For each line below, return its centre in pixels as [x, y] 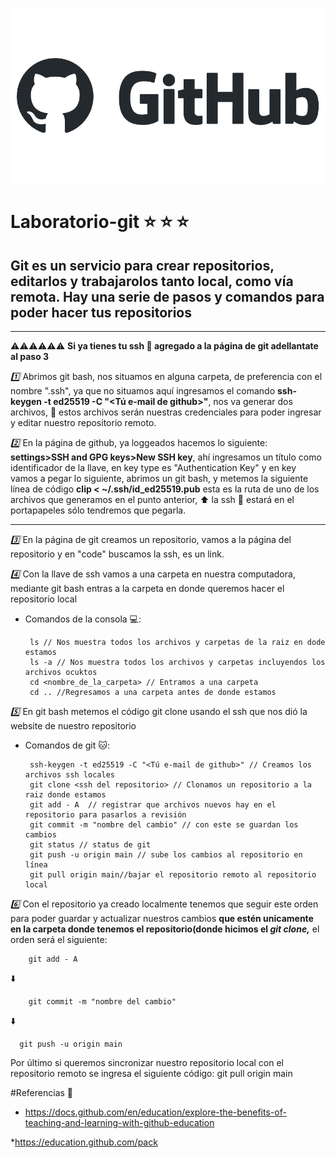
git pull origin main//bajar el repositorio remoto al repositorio [173, 875]
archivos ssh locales [69, 775]
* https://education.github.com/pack [84, 1142]
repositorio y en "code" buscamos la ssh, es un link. [117, 554]
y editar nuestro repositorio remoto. [83, 422]
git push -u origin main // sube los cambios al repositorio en [166, 855]
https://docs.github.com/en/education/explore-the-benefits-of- [155, 1112]
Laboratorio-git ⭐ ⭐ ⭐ [100, 222]
